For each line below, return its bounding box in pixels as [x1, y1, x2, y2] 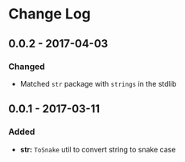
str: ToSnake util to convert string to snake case [19, 144, 176, 154]
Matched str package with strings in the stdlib [19, 79, 177, 88]
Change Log [8, 5, 91, 23]
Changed [8, 61, 46, 72]
